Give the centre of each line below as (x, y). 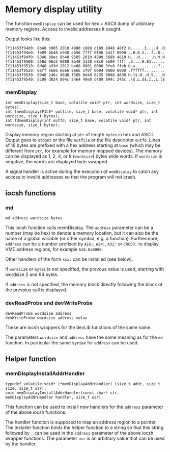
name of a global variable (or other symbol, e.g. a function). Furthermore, (82, 238)
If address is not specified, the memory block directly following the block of (84, 284)
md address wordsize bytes (34, 218)
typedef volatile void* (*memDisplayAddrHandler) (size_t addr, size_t (83, 384)
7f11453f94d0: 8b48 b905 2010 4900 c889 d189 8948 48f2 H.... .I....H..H (85, 48)
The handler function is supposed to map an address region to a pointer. (81, 422)
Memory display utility (54, 9)
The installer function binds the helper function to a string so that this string (84, 428)
